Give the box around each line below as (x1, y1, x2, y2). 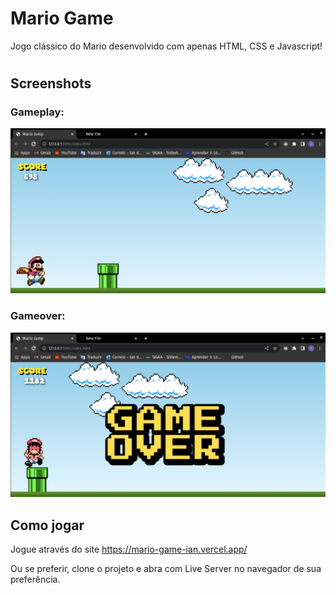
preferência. (10, 573, 61, 586)
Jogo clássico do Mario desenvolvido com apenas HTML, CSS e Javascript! (10, 40, 323, 52)
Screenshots (10, 75, 92, 92)
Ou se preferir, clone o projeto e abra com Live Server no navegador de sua (10, 563, 322, 575)
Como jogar (10, 517, 85, 534)
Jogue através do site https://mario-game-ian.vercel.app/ (10, 543, 248, 556)
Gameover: (10, 309, 66, 323)
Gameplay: (10, 105, 65, 119)
